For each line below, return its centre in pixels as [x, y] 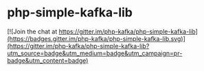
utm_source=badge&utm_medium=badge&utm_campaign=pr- [95, 53]
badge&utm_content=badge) [48, 60]
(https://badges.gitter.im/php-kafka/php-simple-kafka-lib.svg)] [96, 38]
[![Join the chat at [32, 31]
